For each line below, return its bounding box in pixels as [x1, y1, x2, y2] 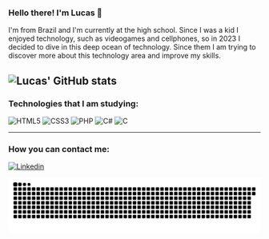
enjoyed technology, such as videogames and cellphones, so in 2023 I [8, 34, 241, 43]
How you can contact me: [8, 143, 110, 154]
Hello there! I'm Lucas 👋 [8, 7, 102, 18]
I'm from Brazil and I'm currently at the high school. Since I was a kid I [8, 26, 239, 35]
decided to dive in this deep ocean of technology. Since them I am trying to [8, 42, 256, 52]
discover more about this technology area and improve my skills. [8, 51, 222, 61]
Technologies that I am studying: [8, 98, 139, 109]
